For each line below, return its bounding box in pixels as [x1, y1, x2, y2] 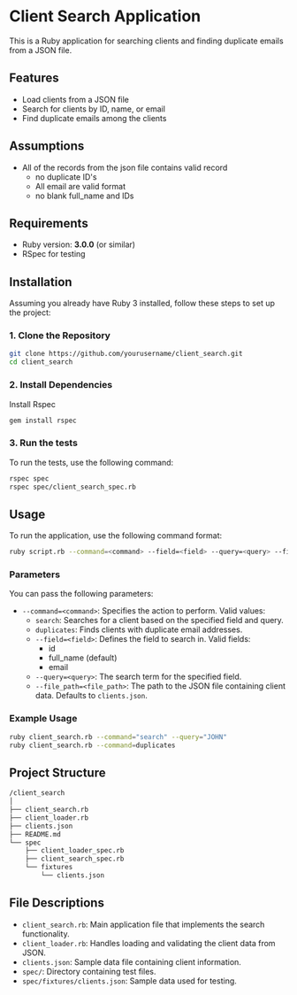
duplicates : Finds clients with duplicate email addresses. [34, 624, 243, 635]
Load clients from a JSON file [21, 94, 130, 104]
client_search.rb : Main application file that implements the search [21, 919, 265, 929]
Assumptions [9, 139, 85, 154]
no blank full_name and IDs [34, 190, 134, 201]
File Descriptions [9, 896, 104, 911]
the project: [9, 307, 51, 318]
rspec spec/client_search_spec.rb [9, 482, 137, 491]
